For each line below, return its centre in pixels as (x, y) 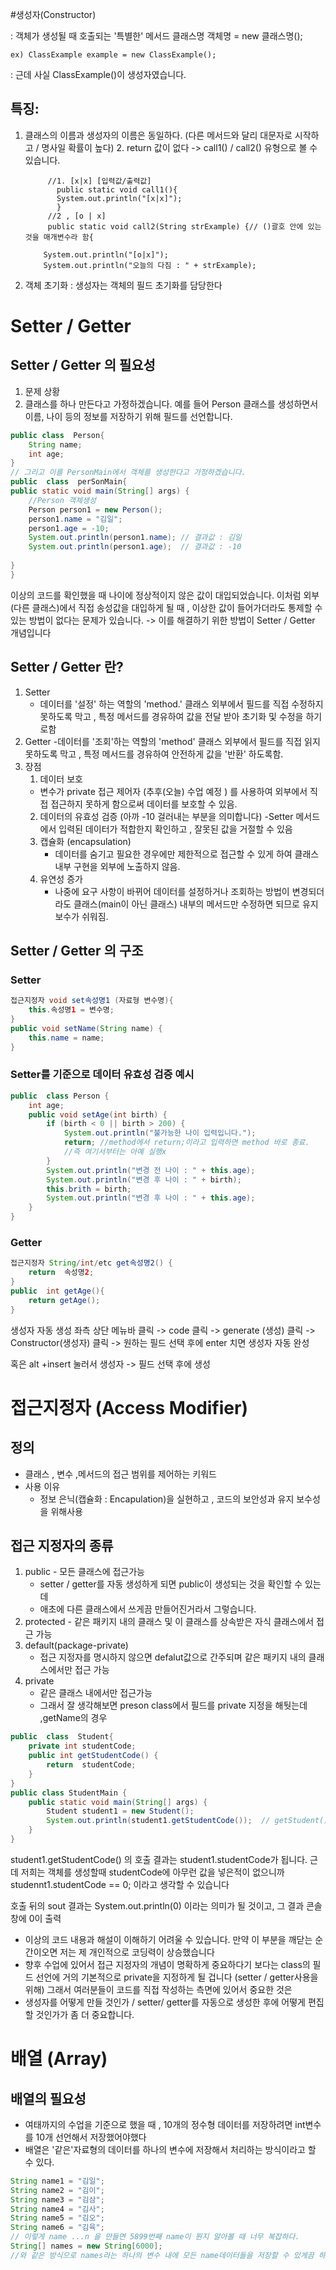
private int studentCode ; (82, 1746)
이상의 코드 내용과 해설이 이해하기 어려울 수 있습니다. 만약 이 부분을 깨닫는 (168, 1939)
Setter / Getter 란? (67, 667)
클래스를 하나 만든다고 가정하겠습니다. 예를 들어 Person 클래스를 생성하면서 (171, 404)
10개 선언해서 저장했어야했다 (91, 2137)
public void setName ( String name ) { (86, 1028)
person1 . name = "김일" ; (75, 519)
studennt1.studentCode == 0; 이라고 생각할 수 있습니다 (120, 1884)
